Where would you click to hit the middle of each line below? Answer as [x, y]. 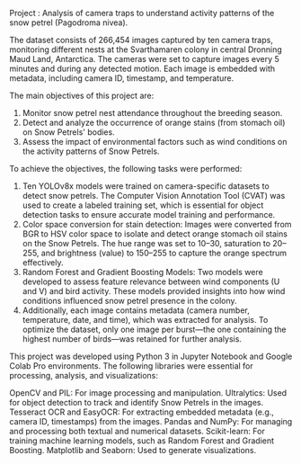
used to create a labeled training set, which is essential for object [143, 205]
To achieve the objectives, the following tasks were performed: [126, 169]
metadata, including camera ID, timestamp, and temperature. [122, 78]
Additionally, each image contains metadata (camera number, [136, 310]
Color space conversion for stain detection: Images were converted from [157, 224]
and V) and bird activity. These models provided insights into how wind [154, 291]
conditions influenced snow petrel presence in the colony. [129, 301]
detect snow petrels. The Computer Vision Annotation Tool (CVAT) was [154, 196]
